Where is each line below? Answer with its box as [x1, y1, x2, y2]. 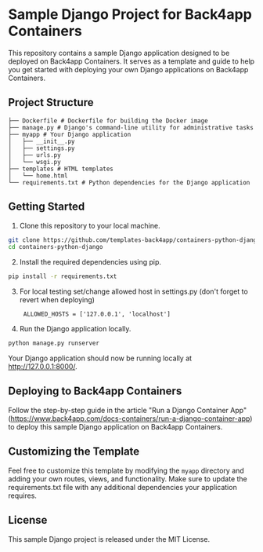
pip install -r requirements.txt [8, 272, 117, 280]
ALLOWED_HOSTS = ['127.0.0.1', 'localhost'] [23, 310, 171, 319]
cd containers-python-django [8, 243, 103, 251]
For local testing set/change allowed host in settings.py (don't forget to [19, 287, 248, 296]
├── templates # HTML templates [8, 165, 113, 173]
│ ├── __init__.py [8, 137, 76, 145]
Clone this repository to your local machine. [19, 221, 160, 230]
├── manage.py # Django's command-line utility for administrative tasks [8, 123, 254, 131]
